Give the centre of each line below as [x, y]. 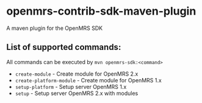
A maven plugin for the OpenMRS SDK [55, 28]
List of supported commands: [64, 47]
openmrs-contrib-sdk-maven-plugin [101, 11]
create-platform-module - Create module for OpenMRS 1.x [88, 80]
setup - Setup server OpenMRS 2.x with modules [77, 93]
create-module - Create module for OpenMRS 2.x [77, 74]
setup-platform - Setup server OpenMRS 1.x [71, 87]
